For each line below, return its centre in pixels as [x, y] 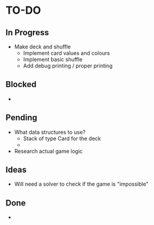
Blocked [21, 84]
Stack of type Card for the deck [62, 138]
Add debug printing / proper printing [68, 66]
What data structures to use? [50, 132]
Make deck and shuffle [42, 47]
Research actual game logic [48, 151]
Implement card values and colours [67, 53]
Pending [21, 118]
